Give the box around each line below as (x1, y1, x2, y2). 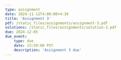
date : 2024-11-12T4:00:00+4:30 (5, 12, 69, 16)
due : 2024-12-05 (5, 30, 38, 34)
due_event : (5, 34, 27, 39)
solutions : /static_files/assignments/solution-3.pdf (5, 25, 117, 30)
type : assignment (5, 7, 40, 12)
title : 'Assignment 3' (5, 16, 51, 21)
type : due (14, 39, 34, 44)
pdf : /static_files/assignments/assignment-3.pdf (5, 20, 108, 26)
